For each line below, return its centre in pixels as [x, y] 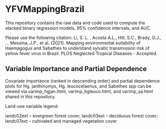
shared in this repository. [30, 96]
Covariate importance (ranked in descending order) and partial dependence [83, 81]
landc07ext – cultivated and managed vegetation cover [61, 121]
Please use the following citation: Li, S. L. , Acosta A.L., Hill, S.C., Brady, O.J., [83, 38]
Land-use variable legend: [32, 106]
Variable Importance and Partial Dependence [76, 69]
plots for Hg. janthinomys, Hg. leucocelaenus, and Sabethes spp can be [78, 86]
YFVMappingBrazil [45, 9]
